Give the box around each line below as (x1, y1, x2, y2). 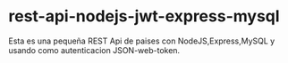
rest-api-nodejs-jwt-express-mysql (8, 6, 280, 27)
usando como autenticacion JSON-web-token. (8, 44, 181, 55)
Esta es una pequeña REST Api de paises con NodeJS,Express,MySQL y (8, 35, 275, 46)
